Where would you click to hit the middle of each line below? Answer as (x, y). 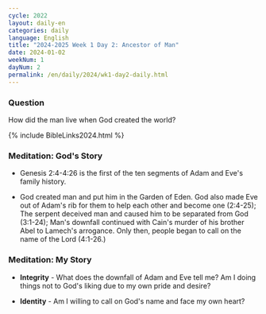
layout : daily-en (37, 23)
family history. (43, 182)
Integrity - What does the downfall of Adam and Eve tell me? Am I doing (138, 277)
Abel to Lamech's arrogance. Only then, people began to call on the (131, 231)
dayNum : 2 (25, 68)
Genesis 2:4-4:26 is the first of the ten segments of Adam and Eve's (131, 173)
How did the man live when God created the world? (92, 119)
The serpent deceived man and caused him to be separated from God (134, 214)
